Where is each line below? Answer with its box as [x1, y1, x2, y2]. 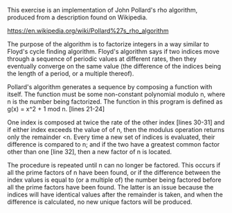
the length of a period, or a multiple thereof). [7, 69, 134, 77]
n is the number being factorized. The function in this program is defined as [7, 98, 223, 106]
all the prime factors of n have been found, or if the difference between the [7, 169, 221, 176]
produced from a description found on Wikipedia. [7, 13, 148, 21]
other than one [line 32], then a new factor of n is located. [7, 148, 172, 156]
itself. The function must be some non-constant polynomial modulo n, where [7, 90, 226, 98]
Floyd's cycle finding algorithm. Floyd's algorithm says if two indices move [7, 48, 220, 55]
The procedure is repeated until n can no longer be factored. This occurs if [7, 161, 221, 169]
